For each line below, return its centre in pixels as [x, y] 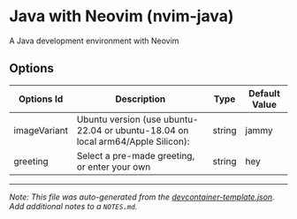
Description [140, 99]
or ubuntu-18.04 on [147, 130]
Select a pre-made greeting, [136, 155]
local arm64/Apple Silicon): [133, 141]
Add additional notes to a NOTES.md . [73, 206]
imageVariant [41, 130]
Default [265, 93]
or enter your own [114, 167]
